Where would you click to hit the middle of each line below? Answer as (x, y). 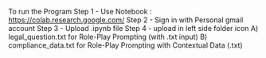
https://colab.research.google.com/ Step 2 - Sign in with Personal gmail (126, 20)
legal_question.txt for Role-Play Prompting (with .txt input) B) (108, 37)
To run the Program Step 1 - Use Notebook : (80, 12)
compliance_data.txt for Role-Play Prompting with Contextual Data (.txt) (125, 45)
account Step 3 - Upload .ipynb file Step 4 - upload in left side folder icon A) (133, 28)
